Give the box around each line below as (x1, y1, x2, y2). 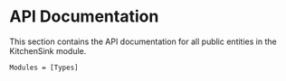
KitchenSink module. (9, 45, 87, 56)
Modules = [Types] (9, 63, 79, 72)
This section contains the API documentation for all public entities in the (9, 36, 278, 47)
